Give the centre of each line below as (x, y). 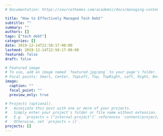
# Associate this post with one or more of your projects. (68, 108)
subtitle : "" (18, 23)
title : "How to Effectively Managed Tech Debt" (54, 18)
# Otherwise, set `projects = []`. (43, 122)
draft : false (18, 59)
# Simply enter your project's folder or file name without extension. (81, 113)
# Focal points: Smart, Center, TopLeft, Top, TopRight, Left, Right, (78, 77)
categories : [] (20, 41)
